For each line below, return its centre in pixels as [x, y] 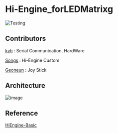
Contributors [26, 39]
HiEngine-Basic [21, 125]
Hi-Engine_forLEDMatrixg [59, 9]
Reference [22, 113]
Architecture [25, 86]
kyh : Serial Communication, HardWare [45, 50]
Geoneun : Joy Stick [26, 70]
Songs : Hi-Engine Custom [32, 60]
